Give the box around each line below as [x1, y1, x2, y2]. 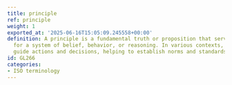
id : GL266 [7, 55, 36, 62]
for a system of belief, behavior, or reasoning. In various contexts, [13, 42, 224, 49]
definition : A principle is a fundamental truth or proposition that [7, 36, 212, 42]
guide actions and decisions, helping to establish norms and [13, 49, 196, 56]
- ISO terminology [7, 67, 60, 74]
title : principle [7, 10, 57, 17]
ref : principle [7, 16, 51, 23]
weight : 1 [7, 23, 36, 29]
